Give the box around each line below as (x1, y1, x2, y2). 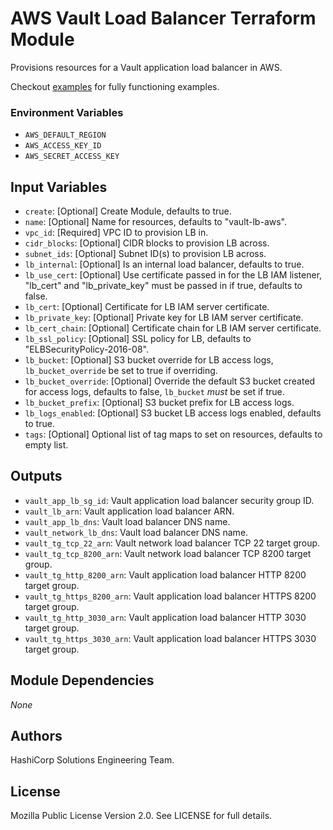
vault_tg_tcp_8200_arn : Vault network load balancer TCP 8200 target (24, 547, 312, 559)
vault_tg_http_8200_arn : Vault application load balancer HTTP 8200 (24, 568, 307, 581)
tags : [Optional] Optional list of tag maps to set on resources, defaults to (24, 428, 323, 441)
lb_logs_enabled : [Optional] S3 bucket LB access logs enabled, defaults (24, 407, 322, 419)
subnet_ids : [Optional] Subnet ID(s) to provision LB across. (24, 248, 267, 260)
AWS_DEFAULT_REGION (24, 130, 107, 141)
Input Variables (10, 178, 108, 196)
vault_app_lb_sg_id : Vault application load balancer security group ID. (24, 494, 315, 506)
